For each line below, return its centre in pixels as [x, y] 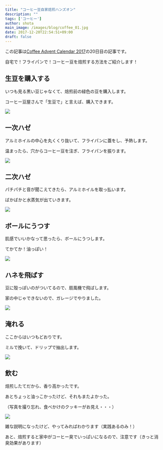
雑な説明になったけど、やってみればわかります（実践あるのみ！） [71, 426]
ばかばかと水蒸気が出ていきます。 [39, 200]
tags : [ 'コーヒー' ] [23, 19]
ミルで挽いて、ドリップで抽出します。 [43, 347]
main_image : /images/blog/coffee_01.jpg [47, 28]
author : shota [20, 23]
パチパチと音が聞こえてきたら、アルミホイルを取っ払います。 [67, 190]
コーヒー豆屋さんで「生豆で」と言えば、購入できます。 [60, 102]
